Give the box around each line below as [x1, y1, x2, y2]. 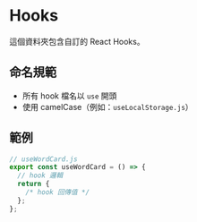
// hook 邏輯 [17, 171, 64, 180]
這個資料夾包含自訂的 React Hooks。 [9, 36, 145, 47]
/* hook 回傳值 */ [25, 188, 90, 197]
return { [17, 180, 50, 189]
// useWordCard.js [9, 154, 78, 164]
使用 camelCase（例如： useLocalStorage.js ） [21, 101, 194, 112]
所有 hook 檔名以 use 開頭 [21, 90, 117, 101]
